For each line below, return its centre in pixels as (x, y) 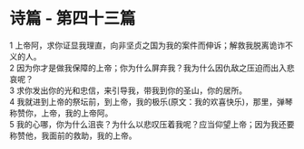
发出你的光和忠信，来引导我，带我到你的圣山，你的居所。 (140, 90)
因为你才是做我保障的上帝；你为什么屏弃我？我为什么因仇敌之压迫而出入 (152, 68)
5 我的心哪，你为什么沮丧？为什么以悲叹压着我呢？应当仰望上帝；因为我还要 (152, 124)
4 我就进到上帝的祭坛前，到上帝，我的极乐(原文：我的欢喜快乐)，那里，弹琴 (151, 101)
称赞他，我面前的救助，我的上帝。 (73, 135)
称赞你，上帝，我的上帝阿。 (61, 113)
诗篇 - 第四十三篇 (73, 19)
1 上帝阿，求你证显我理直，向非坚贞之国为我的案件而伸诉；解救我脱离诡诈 (147, 45)
